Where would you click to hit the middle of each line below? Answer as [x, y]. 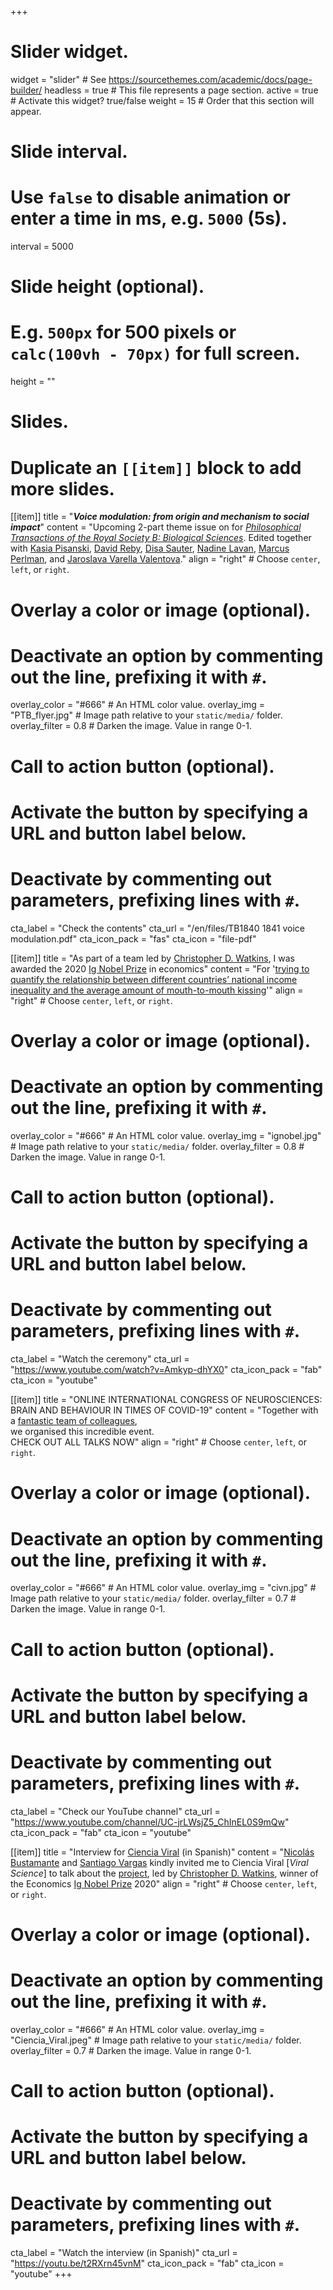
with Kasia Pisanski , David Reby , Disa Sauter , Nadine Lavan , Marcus [150, 548]
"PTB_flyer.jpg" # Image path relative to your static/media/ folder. [146, 715]
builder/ [26, 90]
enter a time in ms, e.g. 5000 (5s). [149, 218]
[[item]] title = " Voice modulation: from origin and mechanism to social [160, 517]
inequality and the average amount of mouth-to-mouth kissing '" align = [157, 990]
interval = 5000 [42, 247]
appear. [26, 111]
